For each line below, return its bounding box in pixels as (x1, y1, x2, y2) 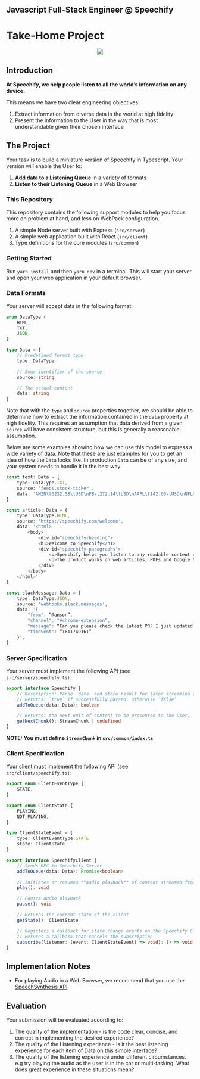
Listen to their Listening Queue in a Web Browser (14, 180, 137, 187)
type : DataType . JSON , (17, 595, 70, 601)
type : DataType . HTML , (17, 512, 70, 519)
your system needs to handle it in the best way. (6, 463, 122, 470)
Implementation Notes (6, 961, 91, 971)
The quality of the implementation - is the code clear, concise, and (14, 1028, 178, 1035)
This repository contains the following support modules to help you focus (6, 209, 186, 216)
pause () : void (17, 901, 52, 907)
